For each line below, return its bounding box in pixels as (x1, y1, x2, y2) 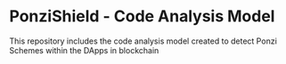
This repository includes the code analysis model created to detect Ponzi (9, 36, 278, 46)
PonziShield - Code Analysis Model (9, 6, 275, 27)
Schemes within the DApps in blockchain (9, 44, 159, 55)
